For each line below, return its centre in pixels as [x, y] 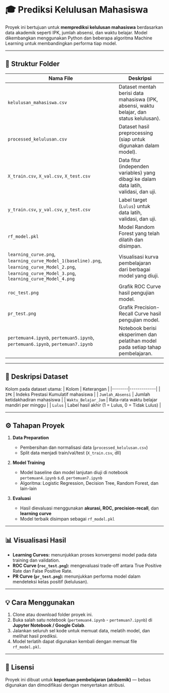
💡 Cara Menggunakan [40, 602]
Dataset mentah [138, 86]
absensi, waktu [137, 106]
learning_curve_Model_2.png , [42, 267]
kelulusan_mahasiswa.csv [37, 102]
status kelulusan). [140, 118]
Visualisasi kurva [139, 257]
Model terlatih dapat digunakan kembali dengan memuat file [75, 641]
